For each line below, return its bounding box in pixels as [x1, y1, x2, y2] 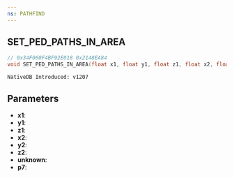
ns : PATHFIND [7, 10, 45, 17]
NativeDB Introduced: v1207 [7, 74, 89, 81]
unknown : [17, 156, 47, 164]
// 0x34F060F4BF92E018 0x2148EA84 [7, 54, 108, 61]
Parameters [7, 92, 59, 105]
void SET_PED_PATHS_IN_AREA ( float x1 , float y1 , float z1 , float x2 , [7, 61, 214, 68]
